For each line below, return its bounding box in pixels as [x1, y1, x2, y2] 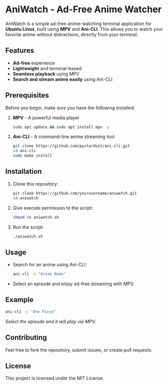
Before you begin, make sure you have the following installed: [5, 104, 135, 111]
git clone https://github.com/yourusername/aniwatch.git [12, 190, 137, 196]
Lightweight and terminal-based [12, 65, 82, 71]
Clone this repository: [12, 181, 58, 187]
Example [5, 295, 34, 304]
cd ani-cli [12, 148, 36, 154]
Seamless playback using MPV [12, 71, 79, 77]
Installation [5, 167, 42, 176]
